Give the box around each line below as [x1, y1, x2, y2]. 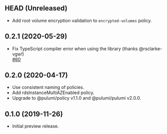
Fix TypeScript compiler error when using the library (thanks [12, 46, 138, 52]
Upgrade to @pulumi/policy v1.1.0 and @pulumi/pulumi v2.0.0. [12, 95, 141, 101]
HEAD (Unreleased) [5, 4, 68, 13]
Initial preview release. [12, 123, 59, 129]
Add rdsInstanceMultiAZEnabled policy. [12, 90, 95, 96]
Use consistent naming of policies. [12, 84, 85, 91]
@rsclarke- [139, 46, 162, 52]
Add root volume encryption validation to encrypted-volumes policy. [12, 17, 152, 23]
